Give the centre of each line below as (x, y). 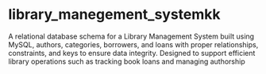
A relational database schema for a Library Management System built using (131, 36)
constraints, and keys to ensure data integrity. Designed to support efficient (132, 53)
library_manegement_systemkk (114, 15)
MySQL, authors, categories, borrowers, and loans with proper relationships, (133, 44)
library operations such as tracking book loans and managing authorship (127, 61)
